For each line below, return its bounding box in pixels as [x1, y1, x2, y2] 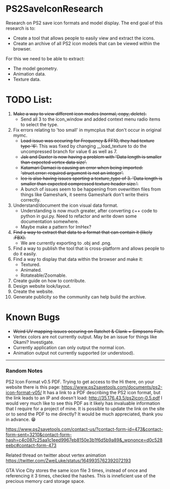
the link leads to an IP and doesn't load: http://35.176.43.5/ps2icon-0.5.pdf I [6, 395, 163, 401]
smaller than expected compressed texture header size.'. [20, 180, 139, 186]
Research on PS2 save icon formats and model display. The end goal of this [6, 20, 163, 26]
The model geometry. [13, 65, 58, 71]
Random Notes [6, 367, 43, 374]
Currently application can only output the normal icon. [13, 344, 126, 350]
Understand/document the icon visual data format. [13, 202, 119, 208]
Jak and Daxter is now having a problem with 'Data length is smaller [20, 154, 162, 160]
